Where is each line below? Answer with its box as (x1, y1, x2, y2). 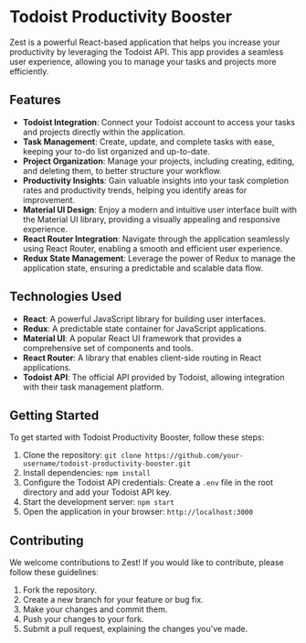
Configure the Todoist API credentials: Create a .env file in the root (22, 477, 274, 488)
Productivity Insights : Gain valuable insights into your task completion (22, 175, 290, 186)
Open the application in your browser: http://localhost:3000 (22, 506, 254, 518)
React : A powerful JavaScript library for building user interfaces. (22, 313, 267, 324)
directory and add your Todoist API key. (22, 487, 172, 498)
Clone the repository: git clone (22, 450, 142, 461)
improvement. (22, 194, 76, 205)
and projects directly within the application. (22, 126, 185, 137)
